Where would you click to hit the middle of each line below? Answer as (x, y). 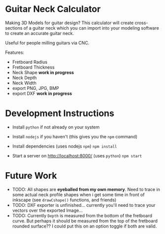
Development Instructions (60, 113)
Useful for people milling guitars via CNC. (47, 42)
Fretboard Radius (30, 62)
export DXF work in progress (42, 93)
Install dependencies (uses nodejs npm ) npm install (64, 146)
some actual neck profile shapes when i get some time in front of (78, 195)
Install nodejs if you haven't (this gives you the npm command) (75, 136)
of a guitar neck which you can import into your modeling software (91, 28)
